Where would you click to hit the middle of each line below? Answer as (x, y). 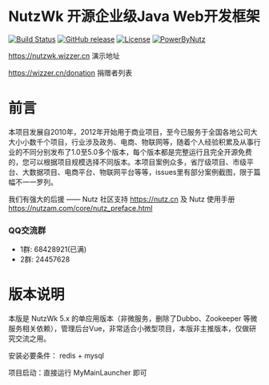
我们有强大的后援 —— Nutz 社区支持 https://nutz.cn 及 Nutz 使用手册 (122, 199)
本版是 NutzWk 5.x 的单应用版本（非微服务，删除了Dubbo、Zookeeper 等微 (133, 318)
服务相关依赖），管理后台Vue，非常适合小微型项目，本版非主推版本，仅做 (129, 329)
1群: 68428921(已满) (53, 249)
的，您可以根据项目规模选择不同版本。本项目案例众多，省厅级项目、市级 (127, 162)
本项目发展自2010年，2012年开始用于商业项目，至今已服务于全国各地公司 (129, 132)
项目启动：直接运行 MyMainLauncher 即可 (78, 373)
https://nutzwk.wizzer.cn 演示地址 (64, 55)
